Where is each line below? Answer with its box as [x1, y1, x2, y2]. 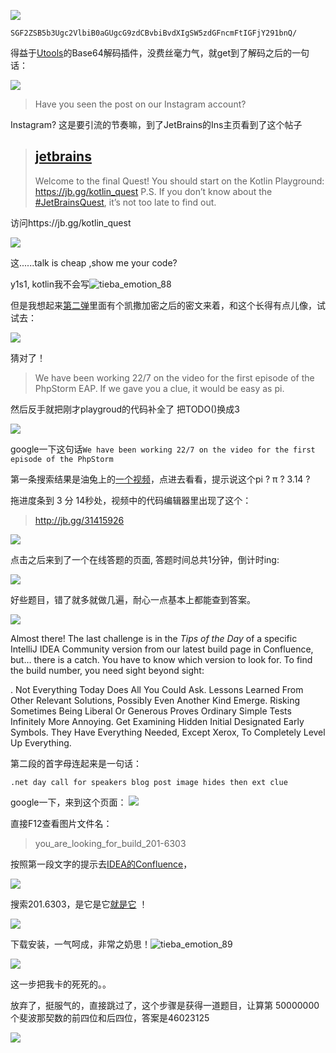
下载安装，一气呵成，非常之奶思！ [10, 938, 151, 950]
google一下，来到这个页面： [10, 796, 127, 808]
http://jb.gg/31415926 [34, 514, 125, 526]
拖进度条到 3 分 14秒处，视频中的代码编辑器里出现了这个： [10, 494, 252, 506]
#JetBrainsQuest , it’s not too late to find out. [34, 196, 217, 208]
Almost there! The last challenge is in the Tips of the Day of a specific [10, 632, 298, 644]
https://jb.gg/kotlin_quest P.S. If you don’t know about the [34, 185, 273, 197]
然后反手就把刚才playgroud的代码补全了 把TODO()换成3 [10, 403, 241, 415]
